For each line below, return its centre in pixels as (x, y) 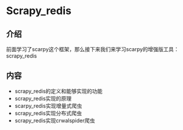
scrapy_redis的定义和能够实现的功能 (58, 91)
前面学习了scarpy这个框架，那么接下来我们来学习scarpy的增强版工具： (93, 49)
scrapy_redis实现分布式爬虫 (48, 113)
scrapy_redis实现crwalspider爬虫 (55, 120)
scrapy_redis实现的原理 (43, 98)
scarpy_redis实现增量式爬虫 (48, 106)
